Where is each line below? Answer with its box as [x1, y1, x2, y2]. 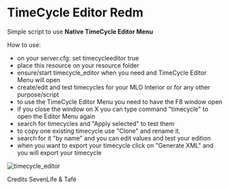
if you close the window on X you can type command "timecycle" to [16, 105, 208, 113]
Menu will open [16, 75, 61, 84]
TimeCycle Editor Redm [7, 5, 144, 21]
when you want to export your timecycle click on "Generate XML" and [16, 141, 214, 149]
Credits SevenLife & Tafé [7, 175, 77, 183]
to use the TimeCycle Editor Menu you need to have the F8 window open [16, 97, 223, 105]
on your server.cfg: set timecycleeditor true [16, 53, 139, 62]
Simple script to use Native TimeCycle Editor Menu [7, 27, 154, 36]
